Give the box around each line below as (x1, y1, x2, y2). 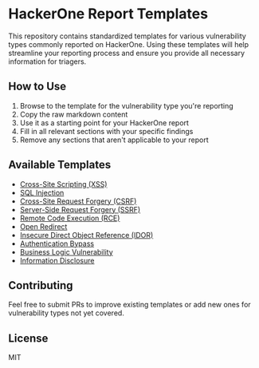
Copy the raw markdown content (19, 109, 128, 119)
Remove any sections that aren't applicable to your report (19, 135, 209, 144)
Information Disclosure (19, 255, 95, 265)
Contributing (8, 279, 73, 292)
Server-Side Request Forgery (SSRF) (19, 204, 141, 214)
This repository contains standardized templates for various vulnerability (8, 31, 247, 41)
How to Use (8, 80, 67, 93)
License (8, 331, 49, 345)
